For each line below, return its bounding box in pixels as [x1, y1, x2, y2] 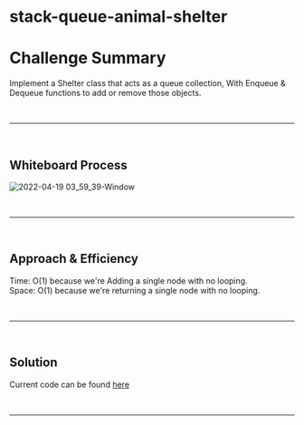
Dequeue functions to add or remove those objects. [9, 88, 202, 99]
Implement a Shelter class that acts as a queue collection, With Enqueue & [9, 78, 287, 89]
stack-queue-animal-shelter [9, 6, 228, 27]
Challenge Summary [9, 48, 166, 69]
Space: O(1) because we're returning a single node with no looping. [9, 285, 261, 295]
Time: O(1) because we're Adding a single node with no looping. [9, 275, 248, 286]
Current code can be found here [9, 379, 129, 390]
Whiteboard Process [9, 157, 128, 173]
